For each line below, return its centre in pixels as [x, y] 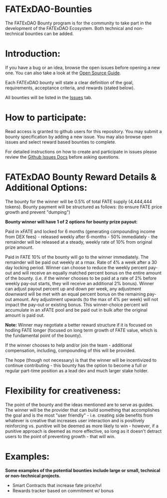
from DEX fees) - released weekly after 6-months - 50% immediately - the [82, 237]
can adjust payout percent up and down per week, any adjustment [73, 289]
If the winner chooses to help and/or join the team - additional [69, 345]
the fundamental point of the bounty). [44, 335]
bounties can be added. [49, 33]
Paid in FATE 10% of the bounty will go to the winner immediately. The [77, 257]
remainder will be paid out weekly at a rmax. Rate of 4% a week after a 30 [81, 262]
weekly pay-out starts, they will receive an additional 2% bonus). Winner [80, 283]
